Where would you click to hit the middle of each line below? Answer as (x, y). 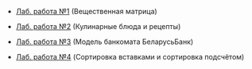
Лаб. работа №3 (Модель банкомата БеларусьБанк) (105, 42)
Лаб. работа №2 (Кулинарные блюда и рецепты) (98, 26)
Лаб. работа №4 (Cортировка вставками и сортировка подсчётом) (130, 57)
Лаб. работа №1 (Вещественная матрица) (86, 11)
